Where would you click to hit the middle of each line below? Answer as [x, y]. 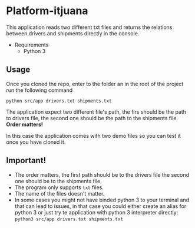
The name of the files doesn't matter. [60, 193]
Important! [26, 161]
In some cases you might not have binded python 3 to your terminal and [102, 200]
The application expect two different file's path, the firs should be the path [96, 112]
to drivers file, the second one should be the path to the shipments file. [92, 118]
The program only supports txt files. [59, 187]
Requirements [32, 45]
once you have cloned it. [36, 142]
